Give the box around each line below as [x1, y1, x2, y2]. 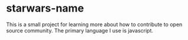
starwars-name [6, 2, 85, 15]
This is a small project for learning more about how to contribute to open [6, 21, 183, 28]
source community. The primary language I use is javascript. [6, 27, 154, 34]
